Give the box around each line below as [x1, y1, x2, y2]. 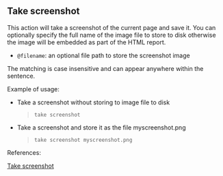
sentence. [7, 72, 36, 80]
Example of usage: [7, 85, 60, 93]
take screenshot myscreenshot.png [34, 136, 133, 143]
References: [7, 148, 41, 156]
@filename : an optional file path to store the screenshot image [16, 51, 190, 59]
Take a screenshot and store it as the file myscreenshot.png [16, 123, 186, 132]
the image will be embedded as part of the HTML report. [7, 38, 166, 46]
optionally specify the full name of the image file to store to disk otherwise [7, 31, 217, 39]
